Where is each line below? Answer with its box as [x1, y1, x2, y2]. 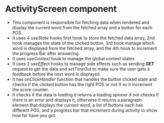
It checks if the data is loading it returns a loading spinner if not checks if [12, 91, 159, 98]
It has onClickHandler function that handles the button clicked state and [12, 76, 157, 82]
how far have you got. [12, 112, 57, 118]
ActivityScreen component [5, 3, 117, 15]
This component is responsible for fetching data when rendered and [12, 19, 149, 25]
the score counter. [12, 87, 49, 92]
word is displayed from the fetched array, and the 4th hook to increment [12, 45, 157, 51]
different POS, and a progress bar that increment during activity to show [12, 107, 158, 113]
